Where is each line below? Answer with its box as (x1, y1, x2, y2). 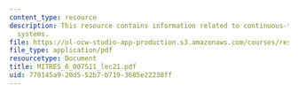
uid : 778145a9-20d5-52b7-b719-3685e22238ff (9, 71, 173, 80)
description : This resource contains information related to (9, 21, 240, 30)
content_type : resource (9, 12, 98, 22)
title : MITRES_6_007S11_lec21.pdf (9, 63, 137, 72)
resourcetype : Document (9, 54, 98, 63)
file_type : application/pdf (9, 46, 114, 55)
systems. (17, 29, 50, 38)
